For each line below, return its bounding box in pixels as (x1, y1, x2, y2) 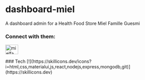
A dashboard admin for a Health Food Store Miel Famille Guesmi (5, 20, 140, 26)
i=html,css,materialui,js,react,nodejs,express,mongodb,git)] (5, 64, 131, 70)
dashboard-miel (5, 4, 75, 15)
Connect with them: (5, 33, 56, 40)
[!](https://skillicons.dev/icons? (26, 58, 92, 64)
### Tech (5, 58, 26, 64)
